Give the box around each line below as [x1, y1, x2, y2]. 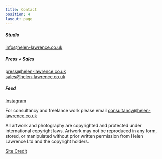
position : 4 [5, 12, 30, 17]
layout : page [5, 16, 33, 21]
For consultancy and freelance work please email [5, 108, 107, 114]
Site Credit [5, 148, 27, 154]
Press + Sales [5, 56, 35, 62]
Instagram [5, 98, 26, 104]
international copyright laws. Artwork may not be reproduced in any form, [5, 128, 157, 134]
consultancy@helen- [107, 108, 151, 114]
